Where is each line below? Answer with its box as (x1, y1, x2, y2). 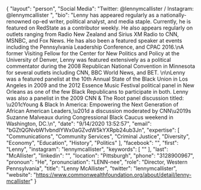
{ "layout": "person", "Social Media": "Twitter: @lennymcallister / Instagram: (6, 5, 194, 12)
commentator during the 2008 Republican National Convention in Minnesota (6, 63, 196, 70)
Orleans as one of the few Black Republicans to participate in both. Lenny (6, 88, 188, 95)
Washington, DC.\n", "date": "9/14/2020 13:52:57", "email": (6, 120, 152, 127)
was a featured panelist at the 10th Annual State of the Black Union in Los (6, 75, 188, 82)
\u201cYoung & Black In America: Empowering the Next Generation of (6, 101, 179, 108)
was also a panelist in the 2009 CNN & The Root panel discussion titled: (6, 94, 184, 102)
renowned (6, 18, 32, 25)
